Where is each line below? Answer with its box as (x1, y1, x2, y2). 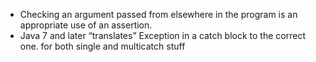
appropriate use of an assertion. (19, 19, 153, 31)
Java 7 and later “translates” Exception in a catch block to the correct (19, 30, 306, 41)
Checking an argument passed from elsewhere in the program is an (19, 9, 298, 20)
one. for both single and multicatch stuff (19, 40, 186, 52)
